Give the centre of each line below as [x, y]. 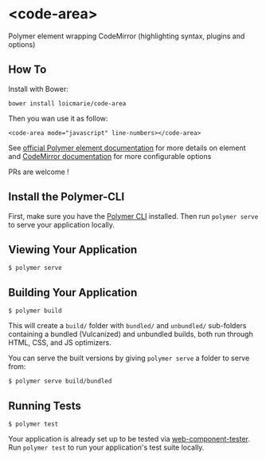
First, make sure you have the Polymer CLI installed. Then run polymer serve [133, 216]
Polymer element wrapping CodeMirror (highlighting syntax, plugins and [127, 36]
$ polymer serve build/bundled [60, 381]
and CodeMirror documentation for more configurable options [110, 156]
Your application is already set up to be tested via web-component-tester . [129, 439]
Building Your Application [73, 292]
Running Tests [45, 405]
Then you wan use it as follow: [58, 118]
